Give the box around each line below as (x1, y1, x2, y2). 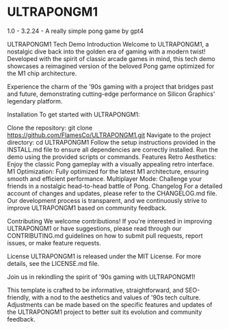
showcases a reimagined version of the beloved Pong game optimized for (7, 62, 215, 70)
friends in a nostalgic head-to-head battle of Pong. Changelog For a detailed (7, 182, 223, 190)
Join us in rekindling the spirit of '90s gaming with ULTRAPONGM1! (7, 272, 196, 281)
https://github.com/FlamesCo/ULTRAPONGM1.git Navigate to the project (7, 131, 211, 139)
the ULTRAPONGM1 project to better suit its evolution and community (7, 308, 202, 316)
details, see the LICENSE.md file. (7, 259, 100, 267)
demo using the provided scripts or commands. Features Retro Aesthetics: (7, 152, 217, 161)
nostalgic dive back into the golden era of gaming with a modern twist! (7, 47, 206, 56)
